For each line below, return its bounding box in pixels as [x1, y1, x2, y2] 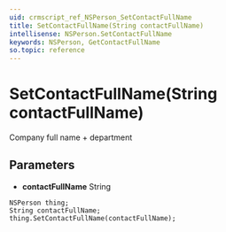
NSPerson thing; [9, 198, 69, 207]
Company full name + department [9, 132, 133, 143]
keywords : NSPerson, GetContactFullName [9, 37, 161, 47]
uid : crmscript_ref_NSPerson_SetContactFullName [9, 12, 192, 22]
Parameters [9, 158, 75, 173]
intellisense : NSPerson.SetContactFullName [9, 29, 173, 38]
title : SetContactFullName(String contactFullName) [9, 21, 204, 30]
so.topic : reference [9, 46, 86, 55]
